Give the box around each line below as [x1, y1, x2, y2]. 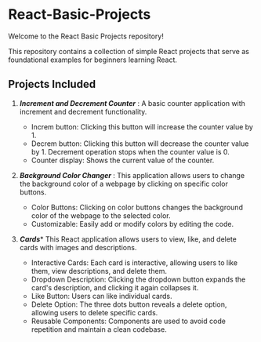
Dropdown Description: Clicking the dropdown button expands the [31, 275, 246, 284]
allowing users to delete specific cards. [31, 307, 158, 317]
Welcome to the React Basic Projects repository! [8, 31, 165, 41]
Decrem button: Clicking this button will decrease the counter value [31, 139, 249, 148]
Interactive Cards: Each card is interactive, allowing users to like [31, 257, 237, 267]
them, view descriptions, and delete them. [31, 266, 167, 275]
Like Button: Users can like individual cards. [31, 291, 172, 300]
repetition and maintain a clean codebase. [31, 324, 167, 334]
